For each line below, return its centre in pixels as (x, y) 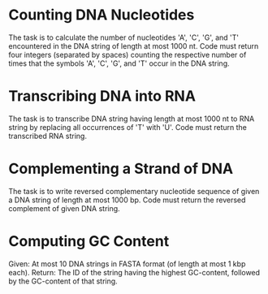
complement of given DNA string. (64, 208)
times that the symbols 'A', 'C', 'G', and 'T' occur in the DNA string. (119, 63)
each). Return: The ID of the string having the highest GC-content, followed (134, 272)
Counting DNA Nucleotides (102, 15)
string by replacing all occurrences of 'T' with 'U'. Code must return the (128, 127)
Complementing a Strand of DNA (121, 169)
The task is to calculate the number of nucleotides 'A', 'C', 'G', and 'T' (124, 37)
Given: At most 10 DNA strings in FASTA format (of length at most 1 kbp (127, 264)
